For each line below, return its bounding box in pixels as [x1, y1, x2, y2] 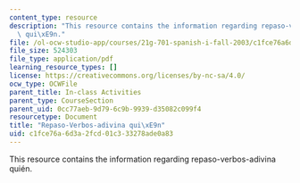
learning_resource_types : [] [9, 63, 118, 72]
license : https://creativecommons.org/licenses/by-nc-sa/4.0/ [9, 71, 246, 80]
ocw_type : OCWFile [9, 79, 78, 88]
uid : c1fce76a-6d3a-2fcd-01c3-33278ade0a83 [9, 129, 174, 138]
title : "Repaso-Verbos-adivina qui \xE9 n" [9, 121, 166, 130]
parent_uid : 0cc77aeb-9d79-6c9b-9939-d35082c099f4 [9, 104, 202, 113]
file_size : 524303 [9, 46, 78, 55]
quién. [9, 162, 33, 174]
